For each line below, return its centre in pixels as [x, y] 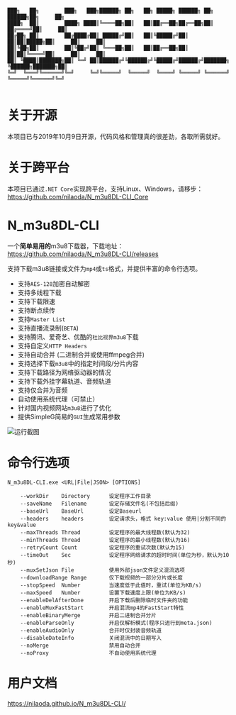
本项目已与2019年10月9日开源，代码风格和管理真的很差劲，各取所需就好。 [116, 136]
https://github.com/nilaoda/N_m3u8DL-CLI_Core [78, 196]
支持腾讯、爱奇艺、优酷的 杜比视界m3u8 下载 [78, 337]
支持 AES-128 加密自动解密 [54, 283]
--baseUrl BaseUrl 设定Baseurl [81, 511]
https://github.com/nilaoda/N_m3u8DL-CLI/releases [83, 254]
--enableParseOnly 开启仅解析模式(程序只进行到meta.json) [116, 623]
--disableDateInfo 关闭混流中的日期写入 [91, 638]
